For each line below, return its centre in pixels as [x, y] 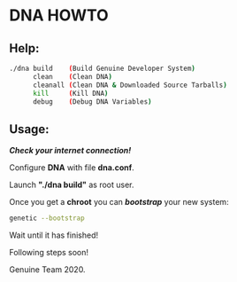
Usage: [30, 129]
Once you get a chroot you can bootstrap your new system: [119, 202]
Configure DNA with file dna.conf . [72, 168]
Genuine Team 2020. [47, 270]
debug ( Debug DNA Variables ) [92, 102]
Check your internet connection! [70, 151]
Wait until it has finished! [54, 235]
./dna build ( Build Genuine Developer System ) [103, 68]
